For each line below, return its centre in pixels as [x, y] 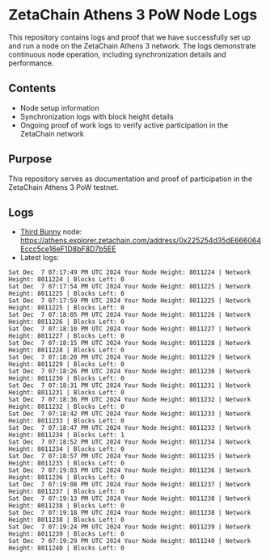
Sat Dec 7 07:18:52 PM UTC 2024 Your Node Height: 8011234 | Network [130, 442]
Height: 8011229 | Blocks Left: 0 [67, 364]
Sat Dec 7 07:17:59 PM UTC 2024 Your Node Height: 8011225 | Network [130, 301]
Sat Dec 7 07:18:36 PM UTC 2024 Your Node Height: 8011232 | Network [130, 400]
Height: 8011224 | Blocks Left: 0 [67, 280]
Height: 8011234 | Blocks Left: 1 [67, 435]
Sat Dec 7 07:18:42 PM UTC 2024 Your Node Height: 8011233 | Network [130, 414]
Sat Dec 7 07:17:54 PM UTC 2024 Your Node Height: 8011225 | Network [130, 287]
